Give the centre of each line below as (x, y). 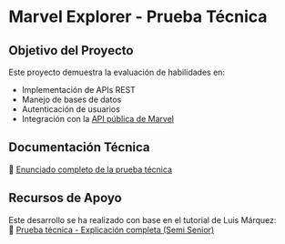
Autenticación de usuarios (71, 109)
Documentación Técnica (79, 147)
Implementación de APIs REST (78, 90)
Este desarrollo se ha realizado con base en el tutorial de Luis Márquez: (142, 219)
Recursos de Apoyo (65, 198)
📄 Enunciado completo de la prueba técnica (90, 169)
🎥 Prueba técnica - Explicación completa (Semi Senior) (112, 229)
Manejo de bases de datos (71, 99)
